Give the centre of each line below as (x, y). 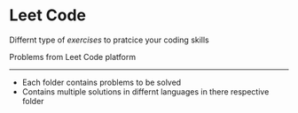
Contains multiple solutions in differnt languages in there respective (145, 91)
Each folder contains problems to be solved (102, 82)
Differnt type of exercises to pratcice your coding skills (110, 40)
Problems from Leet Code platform (72, 56)
